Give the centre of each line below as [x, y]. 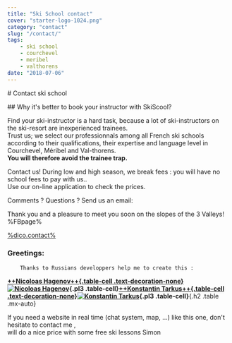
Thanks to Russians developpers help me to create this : [107, 268]
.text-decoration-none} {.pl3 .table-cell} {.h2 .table [113, 296]
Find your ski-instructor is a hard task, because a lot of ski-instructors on [114, 120]
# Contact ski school [37, 93]
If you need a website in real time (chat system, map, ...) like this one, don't [116, 317]
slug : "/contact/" [34, 34]
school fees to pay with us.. [47, 179]
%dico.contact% [32, 235]
